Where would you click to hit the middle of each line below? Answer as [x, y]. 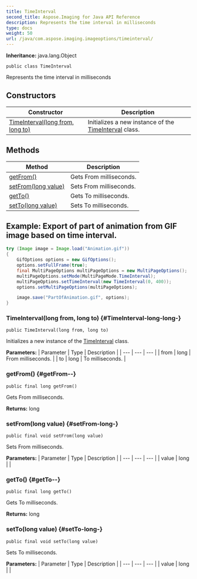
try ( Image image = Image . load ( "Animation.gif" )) [68, 249]
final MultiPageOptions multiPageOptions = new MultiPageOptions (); [102, 271]
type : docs [19, 28]
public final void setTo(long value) [52, 541]
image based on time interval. [62, 235]
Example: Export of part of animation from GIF [92, 226]
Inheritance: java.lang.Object [42, 55]
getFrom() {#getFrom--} [41, 374]
